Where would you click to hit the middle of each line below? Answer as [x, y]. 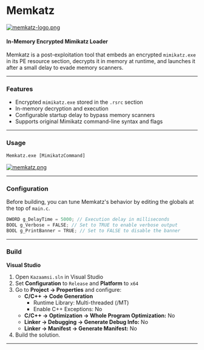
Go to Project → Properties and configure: [68, 289]
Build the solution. [38, 335]
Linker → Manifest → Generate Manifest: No [81, 328]
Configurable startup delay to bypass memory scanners [85, 115]
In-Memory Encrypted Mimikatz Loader [57, 41]
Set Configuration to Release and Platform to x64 [76, 283]
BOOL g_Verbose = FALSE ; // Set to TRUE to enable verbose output [92, 225]
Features [20, 89]
